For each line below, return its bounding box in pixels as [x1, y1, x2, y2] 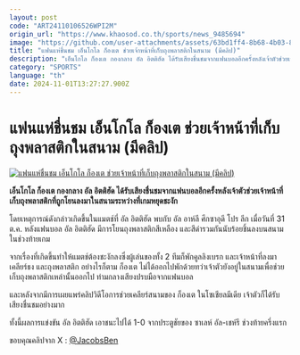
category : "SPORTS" [9, 63, 82, 72]
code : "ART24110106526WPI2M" [9, 21, 118, 30]
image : [9, 37, 34, 47]
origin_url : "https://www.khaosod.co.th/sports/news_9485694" [9, 29, 246, 38]
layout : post [9, 12, 58, 22]
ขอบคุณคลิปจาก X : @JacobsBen [9, 334, 119, 345]
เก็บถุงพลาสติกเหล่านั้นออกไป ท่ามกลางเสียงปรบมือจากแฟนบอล [9, 271, 194, 282]
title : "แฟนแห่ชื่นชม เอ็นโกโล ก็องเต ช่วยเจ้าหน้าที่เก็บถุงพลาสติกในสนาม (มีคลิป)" [9, 46, 241, 55]
